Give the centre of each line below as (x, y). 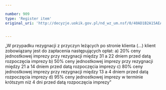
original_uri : (20, 23)
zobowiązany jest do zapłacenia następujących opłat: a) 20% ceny (73, 51)
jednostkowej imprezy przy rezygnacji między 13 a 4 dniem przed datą (77, 72)
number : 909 (17, 14)
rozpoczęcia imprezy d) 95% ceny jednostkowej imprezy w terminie (74, 77)
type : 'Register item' (28, 18)
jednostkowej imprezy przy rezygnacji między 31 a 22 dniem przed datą (78, 56)
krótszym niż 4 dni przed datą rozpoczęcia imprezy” (58, 82)
